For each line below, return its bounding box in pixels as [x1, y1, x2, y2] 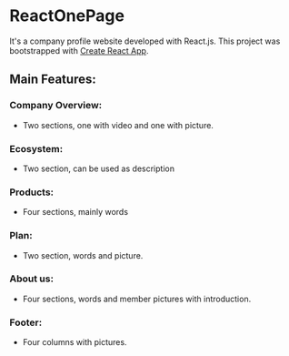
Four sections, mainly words [22, 207, 129, 218]
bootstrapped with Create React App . [9, 45, 149, 56]
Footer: [9, 316, 43, 329]
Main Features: [9, 72, 97, 87]
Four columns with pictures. [22, 337, 127, 348]
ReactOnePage [9, 5, 125, 26]
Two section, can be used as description [22, 163, 175, 174]
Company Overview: [9, 99, 103, 112]
